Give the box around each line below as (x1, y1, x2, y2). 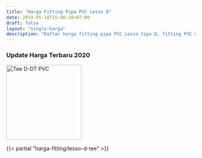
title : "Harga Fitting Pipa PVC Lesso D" (6, 8, 112, 15)
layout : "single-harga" (6, 25, 66, 32)
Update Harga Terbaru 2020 (6, 51, 90, 59)
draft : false (6, 20, 39, 26)
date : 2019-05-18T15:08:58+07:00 (6, 14, 90, 20)
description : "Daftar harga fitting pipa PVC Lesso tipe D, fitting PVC (6, 31, 192, 37)
